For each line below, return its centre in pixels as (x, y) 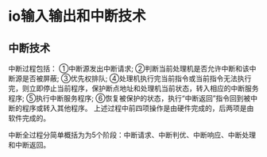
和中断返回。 (29, 145)
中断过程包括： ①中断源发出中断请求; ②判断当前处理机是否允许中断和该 (129, 69)
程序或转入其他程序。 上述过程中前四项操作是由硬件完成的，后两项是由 (138, 108)
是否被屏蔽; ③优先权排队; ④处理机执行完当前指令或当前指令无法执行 (137, 78)
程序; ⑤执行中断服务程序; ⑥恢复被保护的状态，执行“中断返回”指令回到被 (130, 98)
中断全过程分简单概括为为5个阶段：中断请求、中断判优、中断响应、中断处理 (132, 135)
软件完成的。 (29, 118)
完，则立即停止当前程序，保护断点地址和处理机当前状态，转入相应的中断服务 (133, 88)
